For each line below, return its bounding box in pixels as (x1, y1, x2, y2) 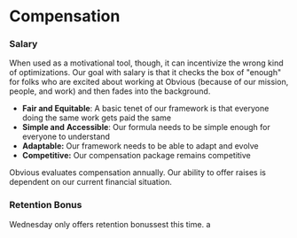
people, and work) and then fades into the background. (9, 86, 211, 96)
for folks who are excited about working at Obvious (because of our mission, (9, 77, 289, 88)
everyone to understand (21, 131, 111, 142)
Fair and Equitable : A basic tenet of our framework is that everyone (21, 104, 270, 114)
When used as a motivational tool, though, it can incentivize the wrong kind (9, 58, 284, 68)
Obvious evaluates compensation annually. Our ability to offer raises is (9, 167, 266, 178)
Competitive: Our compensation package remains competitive (21, 150, 251, 161)
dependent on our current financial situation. (9, 177, 173, 188)
